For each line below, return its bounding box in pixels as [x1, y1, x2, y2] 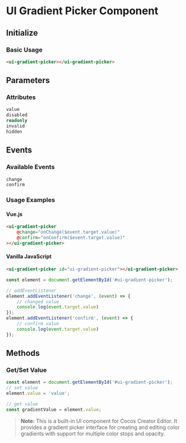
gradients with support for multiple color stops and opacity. [20, 430, 165, 437]
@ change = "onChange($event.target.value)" [17, 230, 120, 235]
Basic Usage [6, 46, 43, 54]
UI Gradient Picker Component [6, 4, 159, 18]
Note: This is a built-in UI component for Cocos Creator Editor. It [20, 417, 178, 425]
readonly [6, 117, 28, 124]
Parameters [6, 75, 50, 85]
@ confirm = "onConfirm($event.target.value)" [17, 235, 126, 241]
